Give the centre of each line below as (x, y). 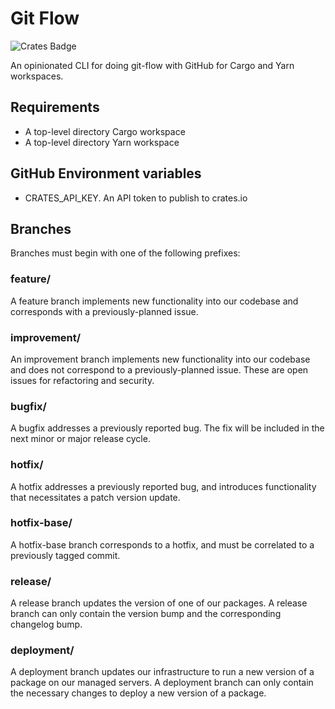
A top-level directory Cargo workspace (105, 131)
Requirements (55, 107)
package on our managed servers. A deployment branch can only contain (162, 683)
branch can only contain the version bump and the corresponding (146, 614)
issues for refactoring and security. (82, 380)
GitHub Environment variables (106, 173)
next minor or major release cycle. (80, 439)
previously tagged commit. (65, 555)
